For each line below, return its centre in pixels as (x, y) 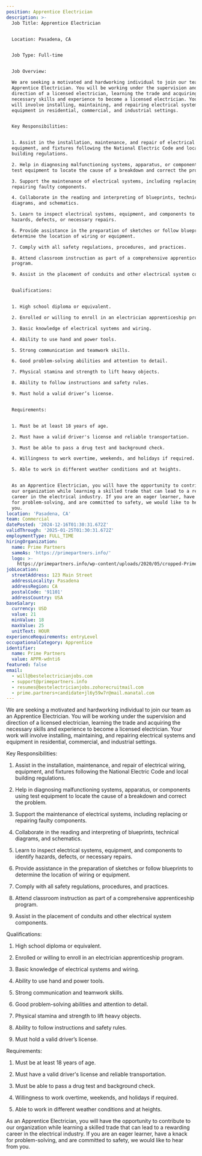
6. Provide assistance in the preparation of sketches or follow (95, 230)
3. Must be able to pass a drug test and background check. (88, 448)
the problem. (31, 802)
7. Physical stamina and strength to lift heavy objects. (86, 372)
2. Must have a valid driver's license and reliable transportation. (100, 437)
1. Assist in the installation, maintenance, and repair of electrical (103, 143)
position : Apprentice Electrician (50, 12)
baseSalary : (21, 603)
